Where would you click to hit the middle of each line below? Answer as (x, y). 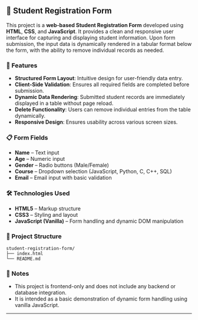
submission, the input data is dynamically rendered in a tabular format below (99, 44)
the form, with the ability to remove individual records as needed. (85, 50)
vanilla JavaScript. (37, 305)
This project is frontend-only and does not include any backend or (95, 286)
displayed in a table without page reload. (64, 103)
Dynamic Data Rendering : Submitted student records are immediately (100, 97)
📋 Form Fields (27, 138)
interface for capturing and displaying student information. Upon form (91, 37)
